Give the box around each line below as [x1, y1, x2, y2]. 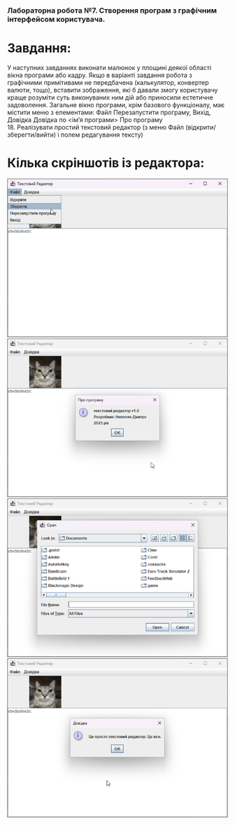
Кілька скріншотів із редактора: [7, 155, 205, 171]
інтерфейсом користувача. [7, 14, 106, 24]
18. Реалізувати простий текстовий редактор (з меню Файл [7, 123, 184, 131]
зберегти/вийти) [7, 130, 57, 139]
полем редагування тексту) [60, 130, 143, 139]
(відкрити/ [185, 123, 216, 131]
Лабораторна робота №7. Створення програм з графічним [7, 6, 217, 15]
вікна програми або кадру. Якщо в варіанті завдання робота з [7, 71, 192, 79]
